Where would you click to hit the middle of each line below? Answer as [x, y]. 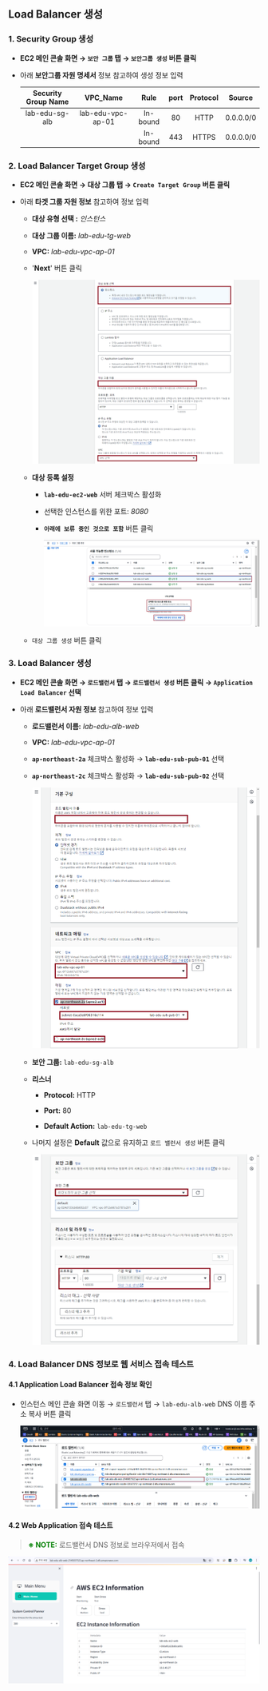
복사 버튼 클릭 [50, 1414]
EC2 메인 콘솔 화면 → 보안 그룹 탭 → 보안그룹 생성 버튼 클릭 [108, 58]
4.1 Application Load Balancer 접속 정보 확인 [80, 1385]
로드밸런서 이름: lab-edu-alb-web [85, 726]
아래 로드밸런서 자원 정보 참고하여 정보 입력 [87, 709]
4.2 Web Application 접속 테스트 [61, 1525]
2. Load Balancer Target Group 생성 [77, 166]
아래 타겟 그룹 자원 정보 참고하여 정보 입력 [84, 201]
